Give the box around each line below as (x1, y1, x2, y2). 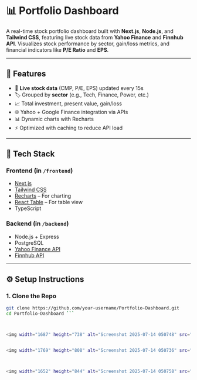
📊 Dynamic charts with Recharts (14, 115, 94, 122)
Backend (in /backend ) (6, 219, 69, 228)
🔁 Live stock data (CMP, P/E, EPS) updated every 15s (14, 84, 144, 91)
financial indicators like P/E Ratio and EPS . (6, 46, 109, 53)
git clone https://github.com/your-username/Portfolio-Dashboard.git (6, 305, 180, 311)
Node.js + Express (14, 233, 60, 240)
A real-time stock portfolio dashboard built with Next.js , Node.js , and (6, 27, 174, 35)
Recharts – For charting (14, 192, 72, 199)
